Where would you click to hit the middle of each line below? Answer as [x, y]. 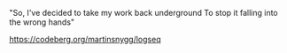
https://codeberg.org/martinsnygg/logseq [85, 39]
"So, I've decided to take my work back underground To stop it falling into [144, 13]
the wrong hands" [42, 22]
